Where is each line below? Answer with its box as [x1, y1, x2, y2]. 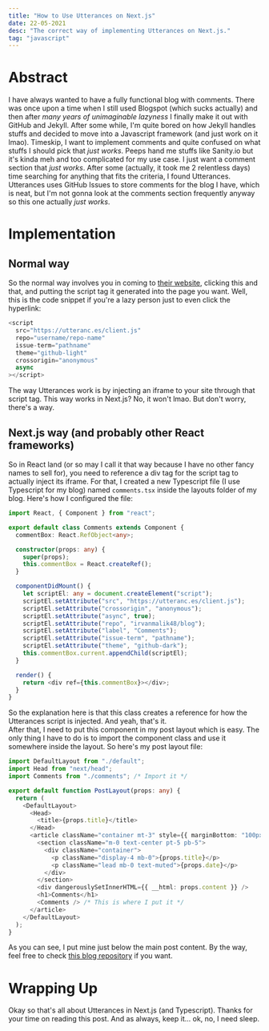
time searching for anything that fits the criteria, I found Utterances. [8, 171, 231, 181]
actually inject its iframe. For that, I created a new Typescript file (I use [8, 477, 240, 486]
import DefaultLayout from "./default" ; [8, 757, 146, 765]
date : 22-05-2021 [8, 19, 66, 27]
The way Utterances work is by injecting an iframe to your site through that [8, 386, 255, 395]
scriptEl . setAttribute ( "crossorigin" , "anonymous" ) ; [22, 604, 203, 612]
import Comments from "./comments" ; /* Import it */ [8, 772, 188, 780]
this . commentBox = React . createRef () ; [22, 560, 152, 568]
